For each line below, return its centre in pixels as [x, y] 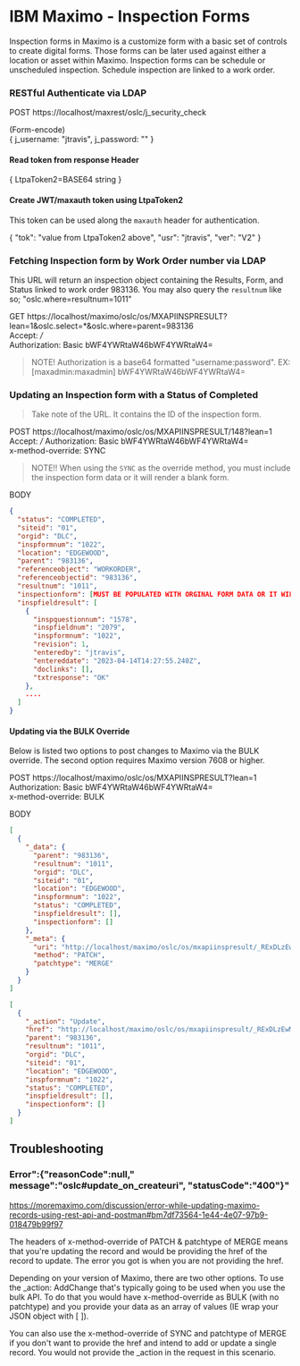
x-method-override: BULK [57, 797]
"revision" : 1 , [61, 645]
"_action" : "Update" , [65, 1022]
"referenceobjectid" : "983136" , [78, 578]
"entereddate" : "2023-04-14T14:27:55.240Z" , [117, 661]
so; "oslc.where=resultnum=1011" [71, 299]
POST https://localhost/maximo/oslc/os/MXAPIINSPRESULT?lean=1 [133, 778]
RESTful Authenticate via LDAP [78, 93]
